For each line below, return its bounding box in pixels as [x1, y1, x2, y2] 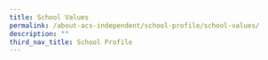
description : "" [9, 29, 69, 38]
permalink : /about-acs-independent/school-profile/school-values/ [9, 21, 260, 30]
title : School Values [9, 12, 90, 22]
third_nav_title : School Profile [9, 37, 133, 47]
